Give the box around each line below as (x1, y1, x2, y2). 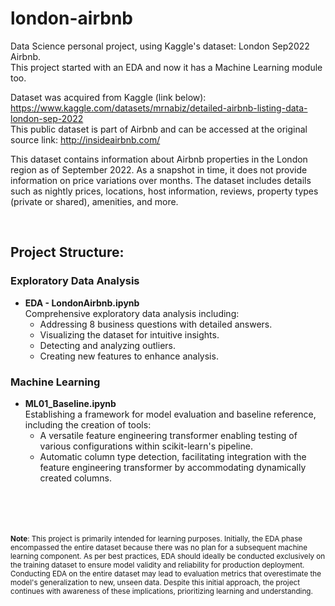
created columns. (39, 472, 112, 484)
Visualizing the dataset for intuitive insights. (39, 328, 220, 341)
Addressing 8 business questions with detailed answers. (39, 318, 273, 330)
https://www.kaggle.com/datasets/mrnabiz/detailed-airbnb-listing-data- (10, 102, 308, 114)
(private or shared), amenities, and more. (10, 195, 179, 207)
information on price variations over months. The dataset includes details (10, 174, 312, 186)
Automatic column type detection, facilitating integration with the (39, 450, 307, 462)
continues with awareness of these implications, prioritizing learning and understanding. (10, 586, 313, 596)
